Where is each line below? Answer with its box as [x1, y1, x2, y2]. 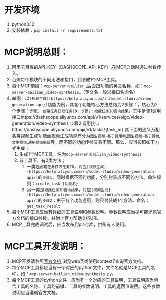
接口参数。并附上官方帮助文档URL [29, 215, 99, 221]
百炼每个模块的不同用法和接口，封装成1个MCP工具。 [11, 76, 120, 82]
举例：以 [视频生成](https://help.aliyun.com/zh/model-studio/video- [11, 95, 154, 101]
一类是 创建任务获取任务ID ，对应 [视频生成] [26, 163, 106, 169]
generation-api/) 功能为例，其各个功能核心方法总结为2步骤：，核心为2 [11, 101, 158, 107]
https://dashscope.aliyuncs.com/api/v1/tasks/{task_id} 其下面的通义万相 [11, 126, 160, 132]
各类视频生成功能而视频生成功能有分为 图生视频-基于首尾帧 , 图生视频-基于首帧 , [11, 133, 161, 139]
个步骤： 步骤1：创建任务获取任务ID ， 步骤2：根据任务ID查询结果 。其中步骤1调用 [11, 108, 161, 114]
